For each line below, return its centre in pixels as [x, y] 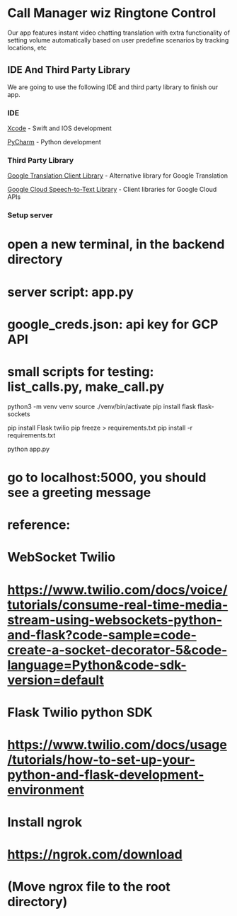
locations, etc [27, 47]
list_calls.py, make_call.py [86, 387]
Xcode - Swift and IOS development [59, 128]
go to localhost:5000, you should [107, 477]
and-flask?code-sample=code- [102, 635]
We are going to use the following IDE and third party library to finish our [113, 87]
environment [46, 790]
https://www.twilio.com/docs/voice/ [117, 590]
